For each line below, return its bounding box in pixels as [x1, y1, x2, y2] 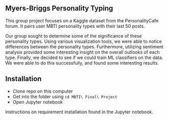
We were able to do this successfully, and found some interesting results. [5, 59, 159, 66]
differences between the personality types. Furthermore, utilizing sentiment [5, 43, 164, 50]
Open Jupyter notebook [12, 99, 63, 105]
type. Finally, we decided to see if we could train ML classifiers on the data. [5, 54, 163, 61]
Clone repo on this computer [12, 88, 73, 94]
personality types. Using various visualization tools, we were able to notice [5, 38, 162, 44]
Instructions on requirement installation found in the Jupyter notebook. [5, 109, 154, 115]
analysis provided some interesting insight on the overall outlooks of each [5, 49, 160, 55]
